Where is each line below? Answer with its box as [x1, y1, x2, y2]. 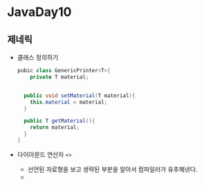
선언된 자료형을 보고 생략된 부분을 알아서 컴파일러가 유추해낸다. [27, 164, 198, 174]
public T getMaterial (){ [24, 117, 95, 125]
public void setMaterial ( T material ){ [24, 92, 136, 99]
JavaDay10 [7, 4, 72, 20]
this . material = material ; [30, 99, 108, 105]
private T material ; [30, 74, 89, 81]
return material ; [30, 124, 80, 131]
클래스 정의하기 [17, 53, 59, 61]
